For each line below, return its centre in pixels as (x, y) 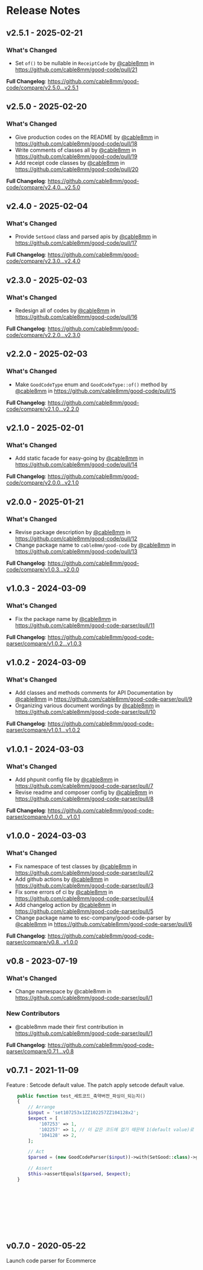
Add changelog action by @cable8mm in (66, 904)
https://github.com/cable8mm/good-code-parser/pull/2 (84, 872)
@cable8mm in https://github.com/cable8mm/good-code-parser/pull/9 (104, 699)
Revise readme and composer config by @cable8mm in (84, 793)
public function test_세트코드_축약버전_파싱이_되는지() (81, 1096)
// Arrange (42, 1107)
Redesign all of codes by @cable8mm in (65, 310)
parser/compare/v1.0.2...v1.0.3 (44, 643)
